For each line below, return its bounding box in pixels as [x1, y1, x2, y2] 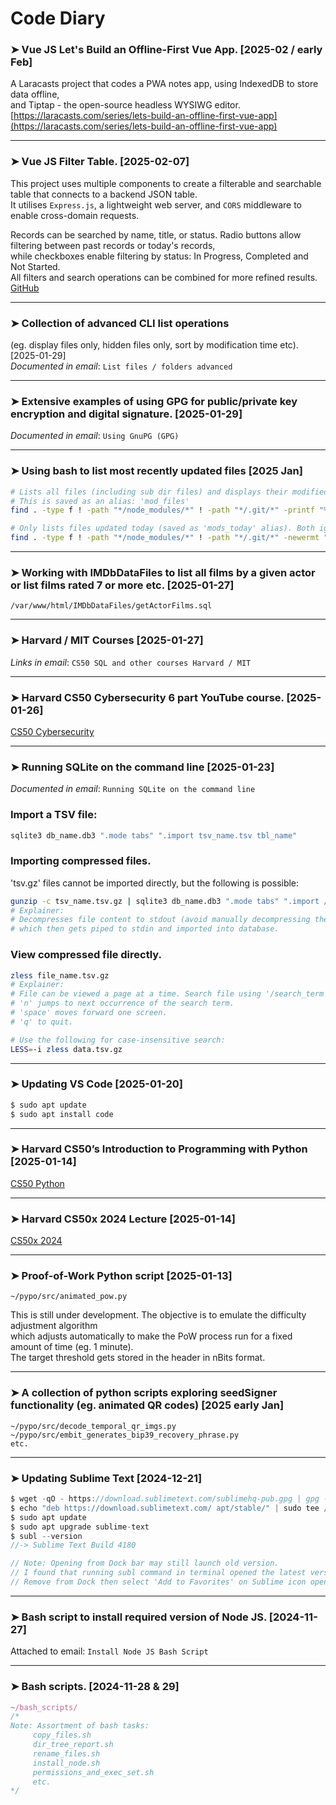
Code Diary [10, 7, 106, 30]
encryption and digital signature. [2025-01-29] [10, 407, 243, 421]
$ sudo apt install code [10, 1109, 114, 1119]
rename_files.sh [32, 1748, 101, 1759]
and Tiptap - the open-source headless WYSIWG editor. [10, 99, 241, 111]
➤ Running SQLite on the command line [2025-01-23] [10, 760, 275, 774]
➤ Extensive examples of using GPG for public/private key [10, 395, 298, 408]
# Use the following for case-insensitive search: [10, 1035, 226, 1045]
